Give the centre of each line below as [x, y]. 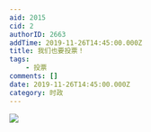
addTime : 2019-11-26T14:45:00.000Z [76, 43]
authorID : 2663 [38, 34]
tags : [19, 59]
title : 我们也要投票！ [47, 51]
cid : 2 [22, 26]
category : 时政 [36, 92]
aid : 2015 [28, 18]
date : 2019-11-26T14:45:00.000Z [70, 84]
